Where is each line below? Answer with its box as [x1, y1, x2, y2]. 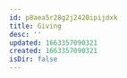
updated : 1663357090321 [9, 38, 98, 48]
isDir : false [9, 55, 58, 64]
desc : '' [9, 30, 42, 39]
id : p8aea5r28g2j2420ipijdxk [9, 13, 118, 22]
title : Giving [9, 22, 63, 30]
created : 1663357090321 [9, 47, 98, 56]
